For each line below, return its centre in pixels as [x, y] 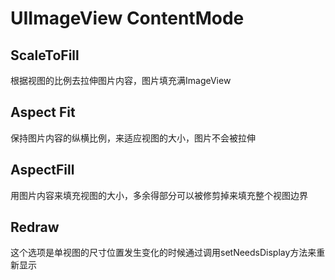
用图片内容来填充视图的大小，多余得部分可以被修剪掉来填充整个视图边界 [159, 195]
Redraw [35, 227]
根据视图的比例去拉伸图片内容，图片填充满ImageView [121, 80]
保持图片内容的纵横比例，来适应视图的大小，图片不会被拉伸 [133, 138]
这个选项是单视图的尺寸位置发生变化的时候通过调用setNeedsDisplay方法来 [163, 253]
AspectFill [42, 170]
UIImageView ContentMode [127, 18]
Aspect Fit [43, 112]
